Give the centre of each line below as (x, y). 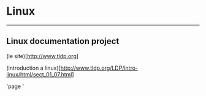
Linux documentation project (63, 41)
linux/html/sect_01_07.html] (40, 74)
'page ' (15, 86)
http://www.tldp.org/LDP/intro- (99, 68)
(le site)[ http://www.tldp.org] (42, 56)
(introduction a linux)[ (34, 68)
